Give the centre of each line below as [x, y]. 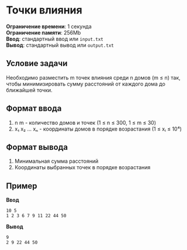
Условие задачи [37, 64]
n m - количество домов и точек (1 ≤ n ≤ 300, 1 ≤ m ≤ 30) [85, 122]
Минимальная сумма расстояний [56, 161]
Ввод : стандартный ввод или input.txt [55, 39]
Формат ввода [34, 109]
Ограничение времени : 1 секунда [49, 26]
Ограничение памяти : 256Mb [44, 32]
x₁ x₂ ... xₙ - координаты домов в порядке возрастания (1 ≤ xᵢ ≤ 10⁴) [98, 129]
